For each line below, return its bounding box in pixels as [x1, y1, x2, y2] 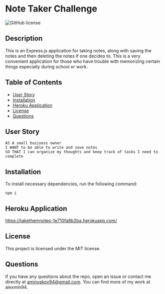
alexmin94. [5, 284, 28, 290]
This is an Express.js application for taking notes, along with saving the [5, 47, 152, 53]
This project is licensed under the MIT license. [5, 245, 101, 251]
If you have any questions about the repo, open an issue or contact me [5, 273, 151, 279]
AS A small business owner [5, 141, 62, 146]
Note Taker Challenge [5, 3, 98, 15]
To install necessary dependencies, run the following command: [5, 181, 137, 187]
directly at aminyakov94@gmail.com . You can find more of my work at [5, 278, 150, 284]
